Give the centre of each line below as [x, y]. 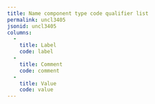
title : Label [38, 45]
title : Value [38, 83]
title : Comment [41, 64]
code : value [36, 90]
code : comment [39, 70]
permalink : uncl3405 [37, 20]
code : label [36, 52]
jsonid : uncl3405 [32, 26]
